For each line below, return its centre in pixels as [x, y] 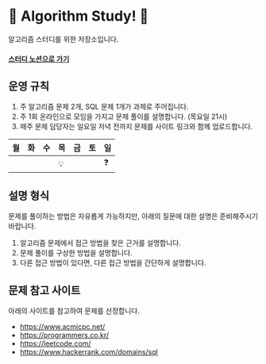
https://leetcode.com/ [55, 343]
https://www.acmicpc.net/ [62, 326]
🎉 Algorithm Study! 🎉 [79, 16]
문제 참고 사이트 [44, 290]
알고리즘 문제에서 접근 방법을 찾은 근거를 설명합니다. [100, 243]
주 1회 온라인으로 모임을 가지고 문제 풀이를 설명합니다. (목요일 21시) [123, 117]
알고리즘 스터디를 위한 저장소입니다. [64, 39]
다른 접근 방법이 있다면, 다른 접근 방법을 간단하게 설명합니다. [113, 263]
